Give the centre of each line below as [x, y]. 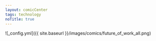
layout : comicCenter [27, 10]
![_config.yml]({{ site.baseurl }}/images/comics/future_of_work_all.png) [78, 33]
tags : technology [23, 14]
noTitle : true [20, 19]
